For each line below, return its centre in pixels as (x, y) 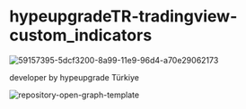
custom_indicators (81, 35)
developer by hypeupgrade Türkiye (74, 77)
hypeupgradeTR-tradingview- (123, 17)
